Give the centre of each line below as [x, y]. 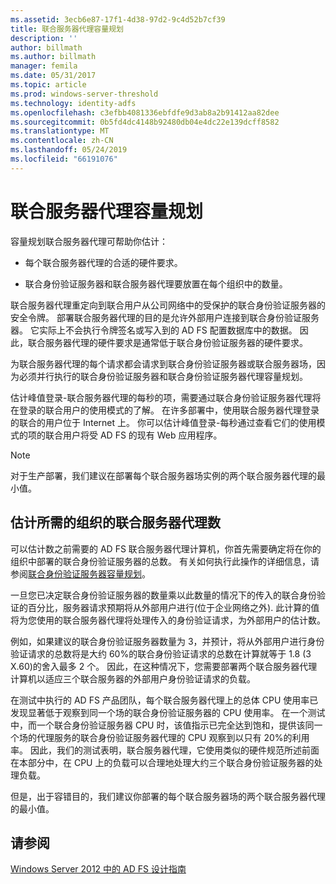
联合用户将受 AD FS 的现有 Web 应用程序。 [133, 435]
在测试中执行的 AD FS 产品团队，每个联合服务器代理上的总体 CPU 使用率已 [164, 700]
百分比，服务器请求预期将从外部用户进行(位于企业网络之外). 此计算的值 [173, 607]
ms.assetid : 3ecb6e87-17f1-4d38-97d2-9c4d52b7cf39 [118, 19]
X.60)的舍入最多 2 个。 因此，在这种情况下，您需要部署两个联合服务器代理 [164, 666]
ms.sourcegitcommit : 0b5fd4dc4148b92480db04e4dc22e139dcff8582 [145, 122]
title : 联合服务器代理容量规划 [67, 29]
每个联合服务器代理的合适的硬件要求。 [103, 262]
